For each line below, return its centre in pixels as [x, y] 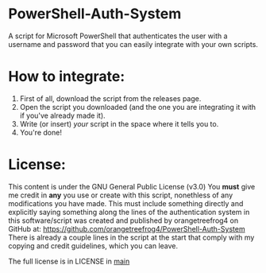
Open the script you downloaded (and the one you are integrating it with [138, 107]
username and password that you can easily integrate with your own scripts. [133, 44]
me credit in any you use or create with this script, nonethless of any [121, 195]
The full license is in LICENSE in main [69, 261]
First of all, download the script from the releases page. [110, 98]
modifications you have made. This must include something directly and [126, 203]
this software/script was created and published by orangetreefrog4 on [123, 220]
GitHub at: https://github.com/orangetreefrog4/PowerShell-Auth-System [127, 228]
